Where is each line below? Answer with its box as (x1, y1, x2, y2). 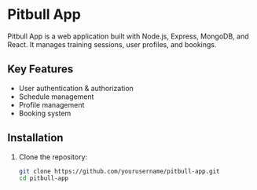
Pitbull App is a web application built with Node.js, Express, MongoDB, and (7, 31, 249, 41)
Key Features (7, 63, 74, 76)
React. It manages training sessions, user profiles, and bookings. (7, 39, 217, 49)
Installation (7, 131, 64, 144)
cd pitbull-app (18, 174, 69, 182)
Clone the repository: (18, 152, 88, 162)
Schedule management (18, 92, 94, 101)
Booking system (18, 108, 72, 118)
